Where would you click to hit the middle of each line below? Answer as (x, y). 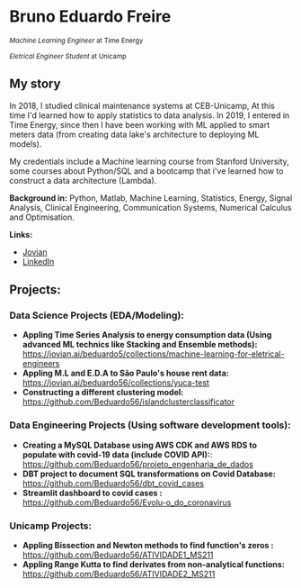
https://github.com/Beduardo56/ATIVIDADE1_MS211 (118, 555)
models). (26, 144)
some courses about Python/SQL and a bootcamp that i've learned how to (146, 171)
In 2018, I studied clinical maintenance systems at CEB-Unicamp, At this (142, 105)
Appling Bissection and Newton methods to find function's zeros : (148, 546)
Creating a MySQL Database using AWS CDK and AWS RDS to (140, 445)
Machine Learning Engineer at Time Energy (76, 41)
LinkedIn (38, 261)
